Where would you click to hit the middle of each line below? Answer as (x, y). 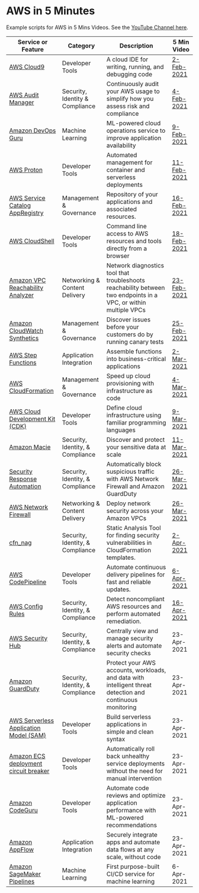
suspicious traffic (131, 471)
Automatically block (134, 464)
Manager (22, 102)
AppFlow (22, 849)
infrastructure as (129, 391)
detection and (126, 692)
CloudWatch (26, 330)
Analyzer (22, 295)
